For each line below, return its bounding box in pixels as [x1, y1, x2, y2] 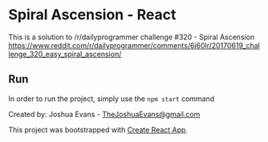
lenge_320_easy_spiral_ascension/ [8, 49, 122, 59]
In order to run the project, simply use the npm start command [8, 94, 215, 103]
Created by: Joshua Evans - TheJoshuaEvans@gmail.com [8, 109, 201, 119]
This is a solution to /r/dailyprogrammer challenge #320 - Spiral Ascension [8, 32, 255, 42]
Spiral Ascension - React [8, 6, 177, 24]
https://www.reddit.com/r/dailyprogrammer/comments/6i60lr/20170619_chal [8, 40, 261, 50]
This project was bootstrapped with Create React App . [8, 124, 189, 134]
